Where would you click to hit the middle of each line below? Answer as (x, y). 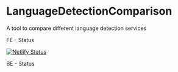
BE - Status (20, 63)
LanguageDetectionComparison (89, 11)
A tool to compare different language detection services (77, 28)
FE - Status (20, 40)
